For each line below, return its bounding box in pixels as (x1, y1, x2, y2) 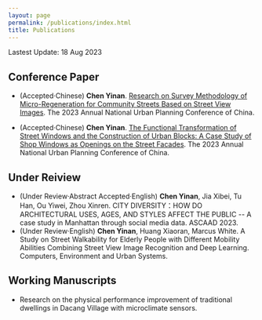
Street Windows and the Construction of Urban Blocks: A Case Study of (19, 131, 253, 141)
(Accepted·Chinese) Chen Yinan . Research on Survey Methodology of (19, 91, 248, 100)
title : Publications (8, 26, 76, 34)
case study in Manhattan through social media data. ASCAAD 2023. (19, 218, 239, 227)
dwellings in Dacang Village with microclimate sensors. (19, 303, 198, 312)
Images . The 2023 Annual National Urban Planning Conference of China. (19, 107, 255, 118)
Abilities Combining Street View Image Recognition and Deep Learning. (19, 243, 249, 252)
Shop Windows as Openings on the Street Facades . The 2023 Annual (19, 140, 244, 149)
